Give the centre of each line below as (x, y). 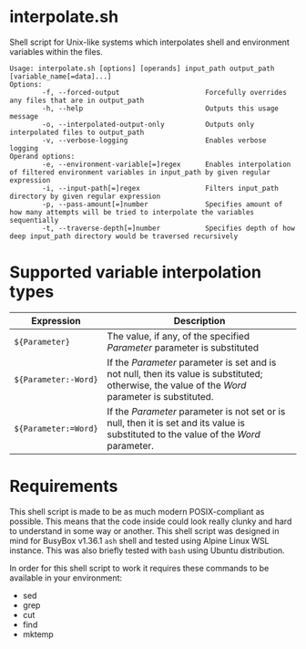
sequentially (34, 220)
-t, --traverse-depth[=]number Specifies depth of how (169, 228)
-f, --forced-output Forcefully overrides (164, 92)
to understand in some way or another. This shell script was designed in (144, 530)
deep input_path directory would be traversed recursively (124, 236)
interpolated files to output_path (77, 132)
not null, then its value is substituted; (185, 373)
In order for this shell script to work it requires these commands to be (139, 568)
